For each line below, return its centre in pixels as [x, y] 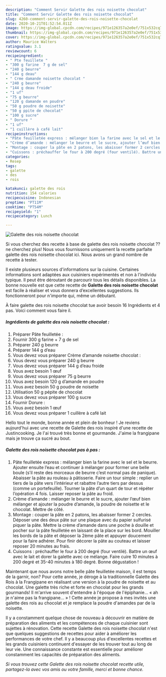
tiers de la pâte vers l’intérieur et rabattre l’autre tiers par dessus [78, 483]
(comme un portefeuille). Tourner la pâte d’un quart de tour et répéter [83, 488]
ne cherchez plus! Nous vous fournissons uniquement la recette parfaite [79, 250]
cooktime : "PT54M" [24, 207]
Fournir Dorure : [29, 403]
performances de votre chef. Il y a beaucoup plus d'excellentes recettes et [81, 639]
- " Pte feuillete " [27, 60]
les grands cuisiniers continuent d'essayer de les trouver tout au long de [79, 644]
